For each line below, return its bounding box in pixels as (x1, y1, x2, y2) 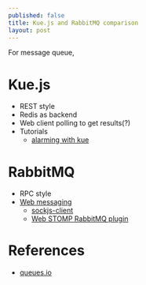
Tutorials (19, 127, 49, 137)
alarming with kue (31, 135, 89, 144)
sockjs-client (31, 206, 74, 216)
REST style (19, 102, 55, 111)
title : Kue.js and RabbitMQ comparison (8, 19, 139, 27)
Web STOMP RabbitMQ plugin (31, 214, 129, 223)
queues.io (19, 268, 53, 277)
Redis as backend (19, 110, 78, 119)
